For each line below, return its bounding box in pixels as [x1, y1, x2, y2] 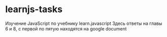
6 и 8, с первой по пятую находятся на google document [5, 25, 127, 31]
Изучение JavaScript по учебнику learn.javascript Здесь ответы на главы [5, 20, 162, 26]
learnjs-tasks [5, 4, 63, 15]
